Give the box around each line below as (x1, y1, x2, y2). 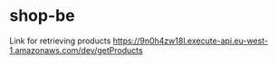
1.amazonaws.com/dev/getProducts (9, 44, 143, 55)
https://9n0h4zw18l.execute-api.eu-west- (112, 35, 269, 46)
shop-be (9, 5, 75, 26)
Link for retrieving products (9, 35, 111, 46)
